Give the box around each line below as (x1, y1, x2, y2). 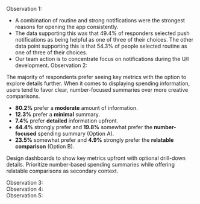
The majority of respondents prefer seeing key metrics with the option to (6, 74, 187, 80)
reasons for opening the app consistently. (14, 24, 119, 30)
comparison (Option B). (14, 143, 75, 150)
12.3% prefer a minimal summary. (14, 111, 101, 118)
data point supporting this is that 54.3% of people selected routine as (14, 42, 187, 49)
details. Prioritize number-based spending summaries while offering (6, 161, 175, 168)
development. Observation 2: (14, 62, 87, 69)
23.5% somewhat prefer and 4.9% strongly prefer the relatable (14, 136, 174, 144)
